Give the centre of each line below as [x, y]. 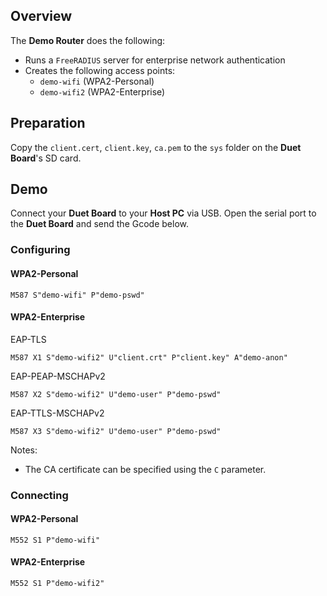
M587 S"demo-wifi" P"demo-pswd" [77, 295]
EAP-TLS [28, 339]
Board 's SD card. [46, 158]
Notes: [24, 450]
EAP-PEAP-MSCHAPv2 [58, 376]
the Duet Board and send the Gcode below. [99, 224]
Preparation [48, 123]
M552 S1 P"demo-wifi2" [57, 584]
